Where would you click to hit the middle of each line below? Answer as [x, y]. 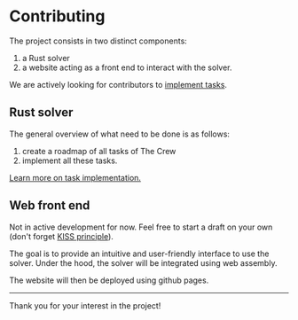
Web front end [50, 206]
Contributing [57, 16]
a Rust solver [46, 58]
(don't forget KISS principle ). [61, 236]
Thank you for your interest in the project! [85, 305]
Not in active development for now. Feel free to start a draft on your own [141, 227]
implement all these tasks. [70, 160]
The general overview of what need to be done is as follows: [120, 134]
